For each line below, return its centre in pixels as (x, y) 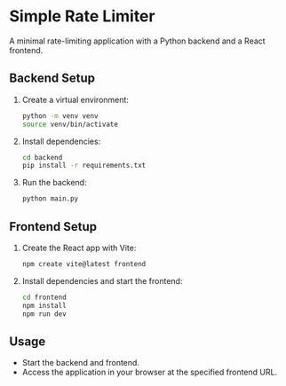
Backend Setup (52, 79)
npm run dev (44, 314)
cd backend (42, 157)
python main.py (50, 199)
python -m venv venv (60, 116)
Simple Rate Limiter (82, 16)
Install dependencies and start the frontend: (102, 280)
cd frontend (44, 297)
